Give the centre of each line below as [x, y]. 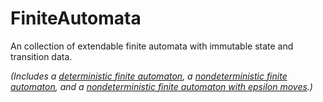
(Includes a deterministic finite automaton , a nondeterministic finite [149, 76]
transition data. [41, 56]
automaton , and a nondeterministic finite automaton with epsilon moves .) [161, 86]
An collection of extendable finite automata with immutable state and [152, 46]
